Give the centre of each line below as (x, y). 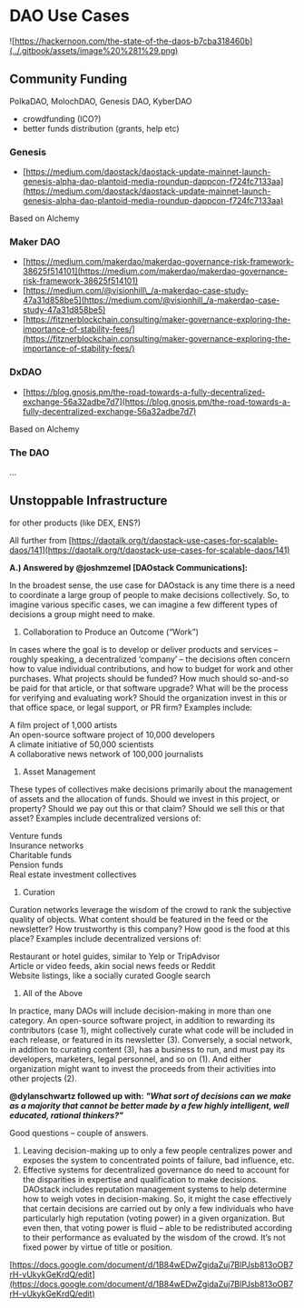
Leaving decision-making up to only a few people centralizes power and (157, 1150)
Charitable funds (41, 854)
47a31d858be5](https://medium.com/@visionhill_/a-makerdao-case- (151, 300)
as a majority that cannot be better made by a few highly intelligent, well (149, 1105)
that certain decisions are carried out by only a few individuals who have (158, 1208)
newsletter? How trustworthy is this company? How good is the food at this (150, 929)
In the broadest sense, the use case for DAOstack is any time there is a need (152, 585)
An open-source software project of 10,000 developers (112, 734)
